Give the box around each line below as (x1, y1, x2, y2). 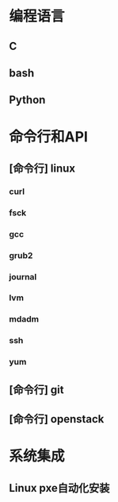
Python (9, 93, 46, 107)
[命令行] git (9, 383, 64, 396)
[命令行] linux (9, 161, 76, 175)
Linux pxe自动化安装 (9, 481, 110, 495)
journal (9, 271, 37, 282)
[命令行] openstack (9, 412, 105, 426)
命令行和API (9, 128, 88, 145)
